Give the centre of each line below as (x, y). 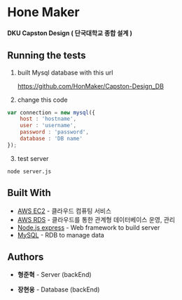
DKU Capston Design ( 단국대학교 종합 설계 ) (70, 33)
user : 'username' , (48, 126)
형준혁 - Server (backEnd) (55, 275)
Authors (26, 257)
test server (33, 158)
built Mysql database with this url (65, 72)
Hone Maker (43, 12)
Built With (29, 193)
